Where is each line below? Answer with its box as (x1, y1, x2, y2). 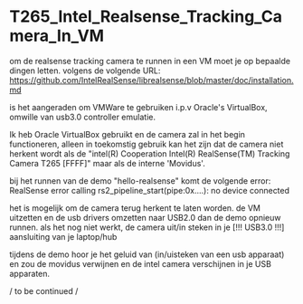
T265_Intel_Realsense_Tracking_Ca (9, 6, 283, 27)
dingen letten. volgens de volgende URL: (9, 65, 161, 76)
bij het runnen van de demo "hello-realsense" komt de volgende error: (9, 175, 271, 186)
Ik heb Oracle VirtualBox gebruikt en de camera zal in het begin (9, 128, 246, 139)
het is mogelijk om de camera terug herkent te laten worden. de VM (9, 202, 260, 214)
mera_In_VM (9, 25, 105, 46)
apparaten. (9, 268, 51, 279)
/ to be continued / (9, 285, 79, 296)
